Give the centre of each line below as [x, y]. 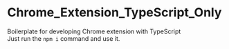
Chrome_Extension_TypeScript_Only [114, 13]
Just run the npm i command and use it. [64, 38]
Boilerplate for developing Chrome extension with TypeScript [94, 31]
